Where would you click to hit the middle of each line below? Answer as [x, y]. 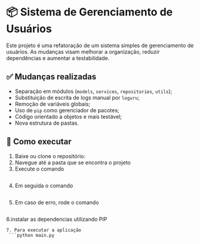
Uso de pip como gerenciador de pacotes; [67, 110]
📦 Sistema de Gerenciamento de [90, 12]
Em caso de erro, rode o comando [57, 202]
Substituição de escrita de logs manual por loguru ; [77, 97]
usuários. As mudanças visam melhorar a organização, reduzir [83, 51]
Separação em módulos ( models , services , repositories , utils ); [93, 91]
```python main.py [32, 235]
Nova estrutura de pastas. [47, 123]
